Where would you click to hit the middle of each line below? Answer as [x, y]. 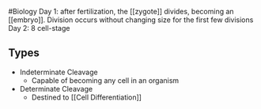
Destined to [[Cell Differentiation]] [87, 97]
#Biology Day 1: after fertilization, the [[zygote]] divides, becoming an [121, 11]
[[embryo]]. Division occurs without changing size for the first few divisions [131, 20]
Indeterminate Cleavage [59, 72]
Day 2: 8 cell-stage [39, 28]
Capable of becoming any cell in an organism [105, 80]
